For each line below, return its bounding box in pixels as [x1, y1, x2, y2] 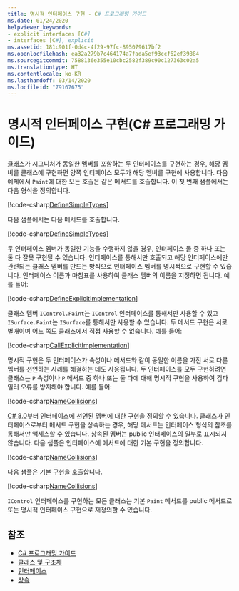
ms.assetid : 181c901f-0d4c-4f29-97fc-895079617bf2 [7, 44, 161, 51]
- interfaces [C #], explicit [7, 37, 94, 44]
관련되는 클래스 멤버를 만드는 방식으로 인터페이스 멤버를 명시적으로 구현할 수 [7, 262, 219, 271]
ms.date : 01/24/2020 [7, 17, 69, 24]
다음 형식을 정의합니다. [7, 187, 71, 195]
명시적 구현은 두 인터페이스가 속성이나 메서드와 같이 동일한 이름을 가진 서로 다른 [7, 356, 228, 364]
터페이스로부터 [7, 421, 49, 429]
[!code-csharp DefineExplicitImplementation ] [7, 294, 138, 303]
